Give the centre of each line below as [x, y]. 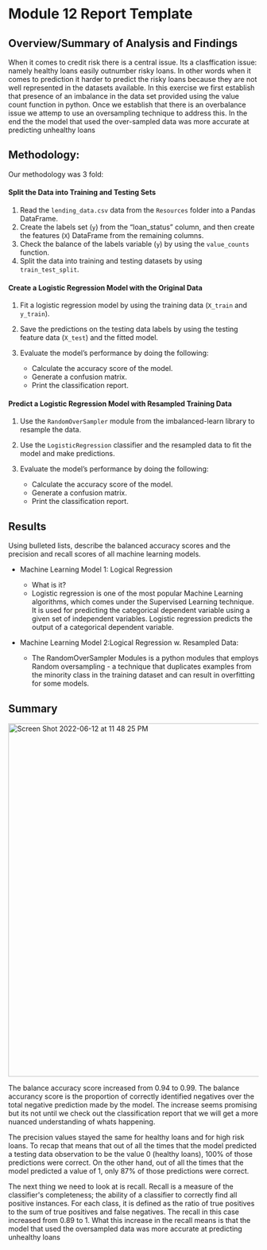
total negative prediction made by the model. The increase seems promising [133, 1105]
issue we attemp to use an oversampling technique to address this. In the [128, 113]
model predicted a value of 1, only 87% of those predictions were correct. [129, 1171]
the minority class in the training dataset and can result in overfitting [143, 675]
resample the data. [50, 430]
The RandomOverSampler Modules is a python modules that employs [145, 658]
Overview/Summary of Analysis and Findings [123, 43]
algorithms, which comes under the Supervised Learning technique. [143, 602]
